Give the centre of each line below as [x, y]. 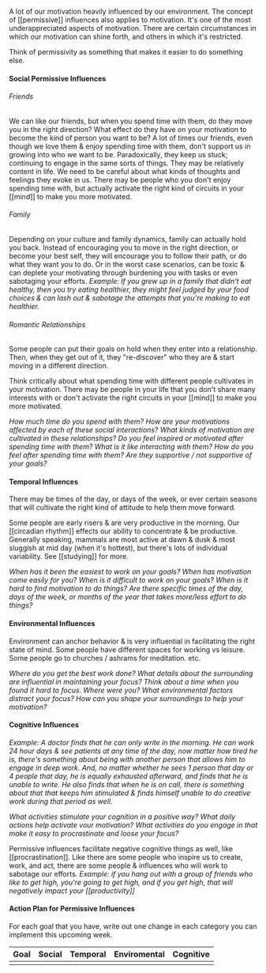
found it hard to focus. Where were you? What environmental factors [121, 690]
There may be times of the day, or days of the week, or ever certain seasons [133, 499]
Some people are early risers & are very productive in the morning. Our [124, 523]
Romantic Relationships [47, 324]
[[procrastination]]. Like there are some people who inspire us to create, [126, 857]
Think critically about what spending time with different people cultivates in [131, 381]
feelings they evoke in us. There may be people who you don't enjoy [120, 179]
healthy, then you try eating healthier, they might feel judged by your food [129, 289]
